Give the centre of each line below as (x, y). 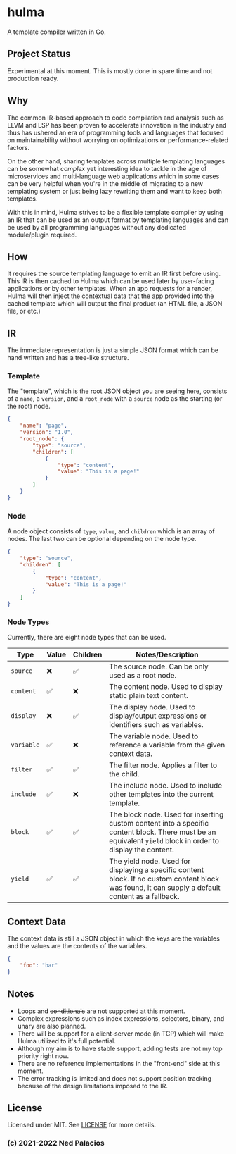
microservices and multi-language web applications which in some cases (113, 176)
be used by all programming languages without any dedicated (97, 227)
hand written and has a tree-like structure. (68, 358)
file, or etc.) (24, 311)
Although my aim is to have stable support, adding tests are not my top (120, 1048)
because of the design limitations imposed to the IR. (93, 1086)
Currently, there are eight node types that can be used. (87, 638)
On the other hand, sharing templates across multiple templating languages (116, 161)
